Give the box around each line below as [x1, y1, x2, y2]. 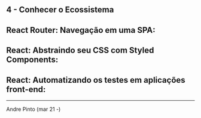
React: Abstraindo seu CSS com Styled [6, 45, 154, 55]
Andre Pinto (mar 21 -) [6, 105, 61, 113]
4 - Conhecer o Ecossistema [6, 5, 114, 15]
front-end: [6, 84, 46, 94]
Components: [6, 55, 59, 65]
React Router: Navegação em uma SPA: [6, 25, 156, 35]
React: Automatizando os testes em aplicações [6, 74, 185, 85]
